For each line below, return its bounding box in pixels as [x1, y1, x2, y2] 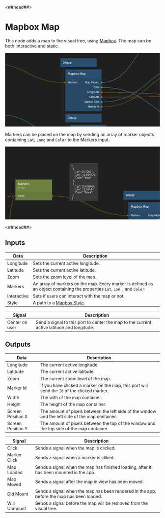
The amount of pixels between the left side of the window [40, 408, 156, 414]
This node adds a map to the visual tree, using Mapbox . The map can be [5, 37, 152, 43]
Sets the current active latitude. [32, 267, 96, 273]
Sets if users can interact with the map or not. [32, 293, 125, 299]
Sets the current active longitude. [32, 260, 100, 266]
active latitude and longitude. [36, 325, 94, 331]
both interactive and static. [5, 43, 59, 49]
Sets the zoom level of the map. [32, 274, 97, 280]
